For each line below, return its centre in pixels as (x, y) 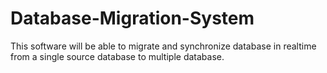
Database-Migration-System (132, 18)
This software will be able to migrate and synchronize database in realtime (163, 46)
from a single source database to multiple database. (117, 56)
